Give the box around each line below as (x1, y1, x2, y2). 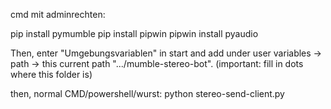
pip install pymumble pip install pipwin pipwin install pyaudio (10, 28, 259, 39)
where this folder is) (10, 69, 93, 80)
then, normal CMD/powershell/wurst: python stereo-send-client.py (10, 88, 285, 99)
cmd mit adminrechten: (10, 9, 106, 20)
